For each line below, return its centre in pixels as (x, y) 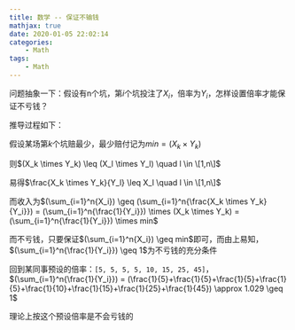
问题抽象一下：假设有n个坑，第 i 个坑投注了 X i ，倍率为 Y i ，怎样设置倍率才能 (144, 94)
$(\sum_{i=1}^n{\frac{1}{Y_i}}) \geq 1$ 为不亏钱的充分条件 (113, 250)
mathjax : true (35, 26)
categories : (31, 42)
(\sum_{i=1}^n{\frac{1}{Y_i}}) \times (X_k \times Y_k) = (141, 212)
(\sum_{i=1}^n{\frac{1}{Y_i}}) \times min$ (84, 221)
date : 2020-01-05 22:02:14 (59, 34)
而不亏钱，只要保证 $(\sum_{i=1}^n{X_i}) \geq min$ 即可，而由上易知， (136, 240)
